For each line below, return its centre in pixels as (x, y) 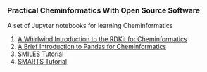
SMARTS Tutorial (42, 62)
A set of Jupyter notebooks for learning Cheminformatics (90, 26)
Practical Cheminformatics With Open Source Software (104, 10)
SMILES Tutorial (40, 54)
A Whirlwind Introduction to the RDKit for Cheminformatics (102, 39)
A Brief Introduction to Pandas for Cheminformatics (92, 47)
